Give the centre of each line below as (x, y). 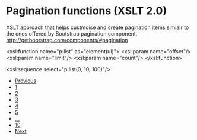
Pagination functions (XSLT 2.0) (87, 11)
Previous (26, 81)
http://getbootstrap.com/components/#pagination (67, 40)
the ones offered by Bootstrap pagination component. (72, 33)
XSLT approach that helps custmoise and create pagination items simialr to (98, 27)
